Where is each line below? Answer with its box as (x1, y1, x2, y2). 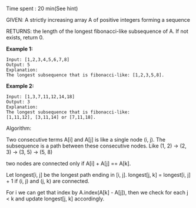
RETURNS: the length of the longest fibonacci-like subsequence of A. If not (6, 28, 188, 35)
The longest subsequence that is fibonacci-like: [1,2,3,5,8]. (6, 72, 165, 78)
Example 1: (6, 45, 34, 52)
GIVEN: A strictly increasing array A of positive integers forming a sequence (6, 16, 190, 23)
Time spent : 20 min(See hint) (6, 5, 78, 12)
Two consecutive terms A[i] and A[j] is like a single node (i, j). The (6, 136, 166, 143)
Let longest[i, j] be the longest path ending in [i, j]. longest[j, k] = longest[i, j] (6, 172, 191, 178)
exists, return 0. (6, 34, 44, 41)
